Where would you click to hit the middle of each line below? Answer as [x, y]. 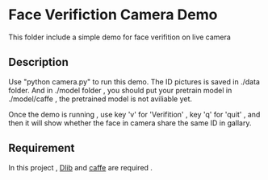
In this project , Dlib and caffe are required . [81, 167]
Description [38, 62]
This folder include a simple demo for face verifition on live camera [120, 37]
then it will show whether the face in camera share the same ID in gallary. [130, 123]
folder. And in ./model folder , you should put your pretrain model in [120, 90]
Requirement [42, 148]
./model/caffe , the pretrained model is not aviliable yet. [100, 99]
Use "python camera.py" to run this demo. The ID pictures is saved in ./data [134, 81]
